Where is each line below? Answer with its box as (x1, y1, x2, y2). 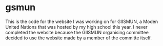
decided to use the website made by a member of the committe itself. (5, 35, 152, 41)
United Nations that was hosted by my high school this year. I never (5, 24, 148, 30)
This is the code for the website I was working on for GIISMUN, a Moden (5, 18, 158, 25)
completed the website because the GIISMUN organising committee (5, 29, 149, 35)
